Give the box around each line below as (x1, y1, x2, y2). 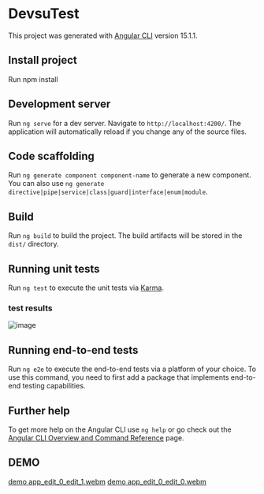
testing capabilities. (22, 381, 86, 391)
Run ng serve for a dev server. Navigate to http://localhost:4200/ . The (8, 118, 242, 128)
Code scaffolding (8, 149, 95, 162)
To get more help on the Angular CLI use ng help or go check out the (8, 425, 232, 434)
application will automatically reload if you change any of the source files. (8, 127, 247, 136)
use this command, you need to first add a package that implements (8, 373, 229, 382)
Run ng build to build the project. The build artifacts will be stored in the (8, 231, 243, 240)
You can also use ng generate (8, 179, 105, 188)
